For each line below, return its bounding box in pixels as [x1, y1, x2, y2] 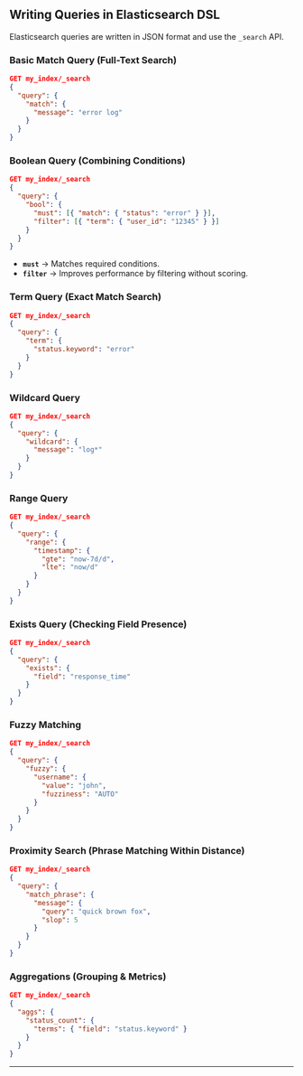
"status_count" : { [25, 1015, 95, 1025]
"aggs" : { [17, 1007, 54, 1016]
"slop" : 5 [41, 915, 78, 924]
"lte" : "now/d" [41, 563, 99, 572]
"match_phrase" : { [25, 890, 95, 899]
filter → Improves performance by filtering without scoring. [22, 268, 249, 279]
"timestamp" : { [32, 546, 91, 555]
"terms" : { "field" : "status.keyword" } [32, 1025, 188, 1034]
